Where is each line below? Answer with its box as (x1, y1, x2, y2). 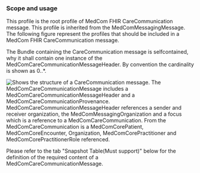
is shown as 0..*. (6, 67, 47, 75)
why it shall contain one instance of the (6, 55, 103, 62)
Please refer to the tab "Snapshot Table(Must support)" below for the (6, 147, 176, 155)
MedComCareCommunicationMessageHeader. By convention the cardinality (6, 61, 194, 68)
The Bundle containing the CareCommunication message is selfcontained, (6, 48, 189, 55)
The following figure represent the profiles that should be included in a (6, 30, 180, 38)
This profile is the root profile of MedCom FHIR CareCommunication (6, 18, 173, 25)
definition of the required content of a (6, 154, 99, 161)
